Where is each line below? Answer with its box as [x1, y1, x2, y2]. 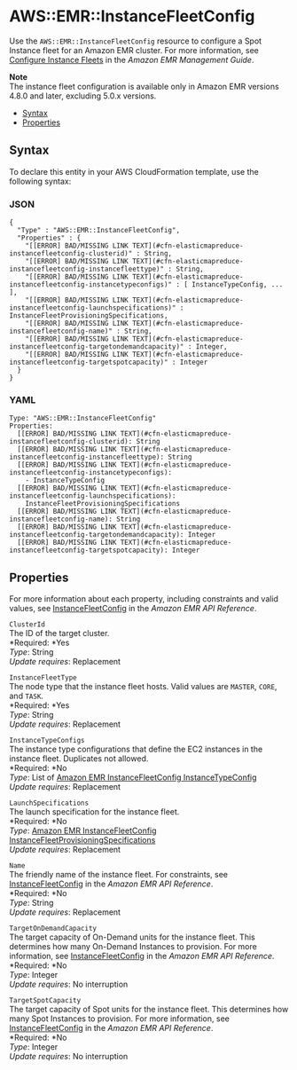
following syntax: [9, 176, 72, 186]
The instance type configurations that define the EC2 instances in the [9, 743, 263, 755]
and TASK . [9, 690, 44, 702]
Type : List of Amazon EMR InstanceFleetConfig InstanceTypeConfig [9, 772, 257, 783]
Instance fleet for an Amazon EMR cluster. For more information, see [9, 44, 259, 55]
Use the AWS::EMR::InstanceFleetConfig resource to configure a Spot [9, 35, 262, 46]
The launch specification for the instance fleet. [9, 806, 180, 817]
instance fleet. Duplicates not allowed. [9, 753, 149, 764]
